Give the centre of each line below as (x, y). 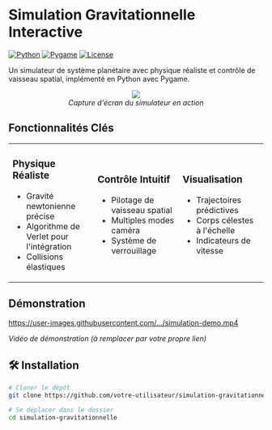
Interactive (46, 32)
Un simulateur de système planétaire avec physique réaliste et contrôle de (132, 70)
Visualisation (212, 180)
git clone (25, 396)
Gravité (40, 196)
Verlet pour (47, 236)
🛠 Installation (44, 365)
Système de (134, 241)
